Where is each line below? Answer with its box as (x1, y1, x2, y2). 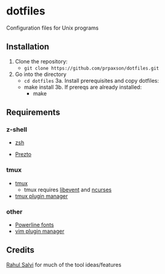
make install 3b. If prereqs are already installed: (23, 83, 142, 91)
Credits (6, 245, 35, 255)
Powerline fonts (14, 221, 54, 229)
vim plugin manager (14, 228, 64, 235)
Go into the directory (14, 71, 67, 78)
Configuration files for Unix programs (6, 24, 99, 31)
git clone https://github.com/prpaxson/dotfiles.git (23, 65, 160, 71)
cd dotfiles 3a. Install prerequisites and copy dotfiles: (23, 77, 160, 84)
